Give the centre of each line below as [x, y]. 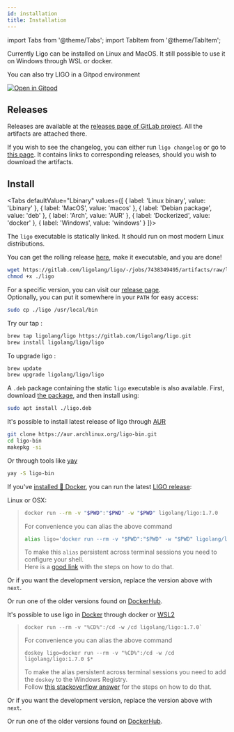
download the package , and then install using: [73, 396]
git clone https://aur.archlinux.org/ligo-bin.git [82, 435]
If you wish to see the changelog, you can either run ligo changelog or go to [117, 148]
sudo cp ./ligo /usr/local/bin [53, 310]
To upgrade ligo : [32, 356]
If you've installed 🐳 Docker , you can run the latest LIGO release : [100, 486]
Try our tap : [25, 323]
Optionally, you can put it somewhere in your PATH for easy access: [103, 297]
